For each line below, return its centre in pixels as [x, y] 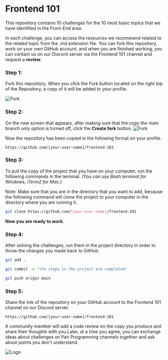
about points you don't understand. [42, 342]
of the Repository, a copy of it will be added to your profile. [66, 89]
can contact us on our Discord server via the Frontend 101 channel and [79, 54]
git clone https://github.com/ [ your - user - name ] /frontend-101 [71, 211]
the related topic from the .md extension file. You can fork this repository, [81, 43]
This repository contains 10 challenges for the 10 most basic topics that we [83, 23]
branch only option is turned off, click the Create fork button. [69, 128]
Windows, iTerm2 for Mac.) [34, 182]
